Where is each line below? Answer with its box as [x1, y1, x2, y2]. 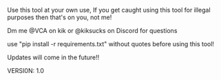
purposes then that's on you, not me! [7, 13, 112, 21]
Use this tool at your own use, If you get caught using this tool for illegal [7, 6, 211, 14]
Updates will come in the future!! [7, 53, 100, 61]
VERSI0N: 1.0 [7, 67, 45, 74]
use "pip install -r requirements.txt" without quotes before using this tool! [7, 40, 215, 48]
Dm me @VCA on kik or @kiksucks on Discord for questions [7, 27, 178, 34]
